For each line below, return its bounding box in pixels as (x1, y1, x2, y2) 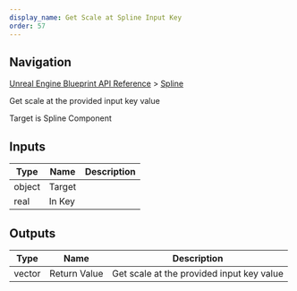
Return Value (48, 267, 104, 279)
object (13, 181, 40, 193)
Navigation (9, 55, 72, 70)
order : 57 (9, 21, 47, 30)
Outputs (9, 226, 56, 241)
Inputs (9, 139, 47, 154)
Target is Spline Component (9, 113, 112, 124)
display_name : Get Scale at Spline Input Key (9, 13, 182, 22)
